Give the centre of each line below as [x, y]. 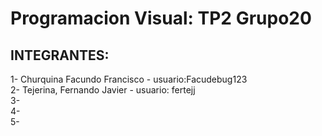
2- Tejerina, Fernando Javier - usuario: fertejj [103, 90]
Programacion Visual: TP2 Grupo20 [161, 18]
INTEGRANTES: [60, 55]
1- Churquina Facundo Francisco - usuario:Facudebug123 [129, 79]
